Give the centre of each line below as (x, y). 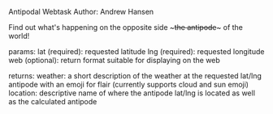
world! (19, 36)
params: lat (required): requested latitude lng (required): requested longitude (136, 51)
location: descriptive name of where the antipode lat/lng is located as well (132, 93)
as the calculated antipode (53, 101)
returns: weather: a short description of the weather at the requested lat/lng (135, 76)
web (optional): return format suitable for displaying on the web (115, 60)
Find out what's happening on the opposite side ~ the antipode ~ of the (126, 27)
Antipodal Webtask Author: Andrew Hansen (81, 12)
